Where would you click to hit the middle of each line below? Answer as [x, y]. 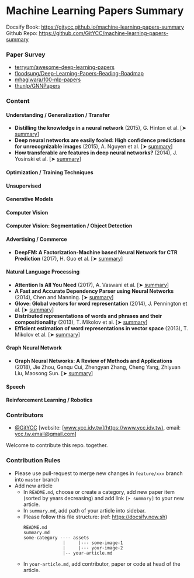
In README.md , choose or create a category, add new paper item [99, 492]
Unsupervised [24, 186]
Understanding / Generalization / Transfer [58, 115]
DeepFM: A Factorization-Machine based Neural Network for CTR [96, 252]
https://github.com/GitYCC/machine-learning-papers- [104, 33]
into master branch [37, 479]
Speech [15, 386]
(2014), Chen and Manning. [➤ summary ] [64, 297]
